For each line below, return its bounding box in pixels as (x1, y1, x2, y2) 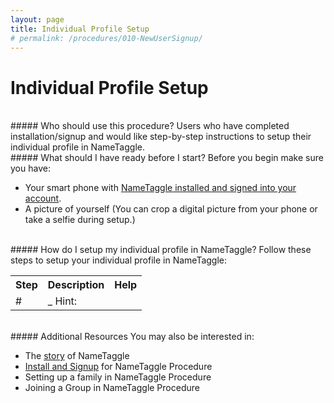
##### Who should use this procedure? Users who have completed (10, 120, 290, 132)
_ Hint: (47, 294, 78, 308)
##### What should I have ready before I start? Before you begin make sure (10, 152, 324, 164)
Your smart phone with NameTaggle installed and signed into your (24, 182, 297, 194)
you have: (10, 162, 51, 175)
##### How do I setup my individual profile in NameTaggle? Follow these (10, 244, 312, 256)
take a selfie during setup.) (24, 214, 136, 226)
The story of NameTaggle (24, 350, 130, 362)
